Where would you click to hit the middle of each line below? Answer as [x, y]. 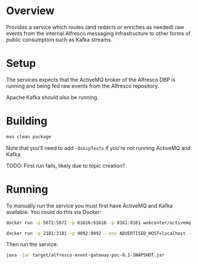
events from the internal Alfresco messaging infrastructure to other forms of [98, 33]
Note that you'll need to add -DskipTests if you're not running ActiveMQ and [98, 148]
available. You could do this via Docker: [54, 212]
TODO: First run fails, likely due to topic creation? [66, 165]
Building [27, 121]
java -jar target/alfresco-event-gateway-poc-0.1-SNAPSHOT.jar [85, 255]
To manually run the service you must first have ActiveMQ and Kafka [89, 205]
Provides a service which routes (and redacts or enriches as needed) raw [95, 27]
